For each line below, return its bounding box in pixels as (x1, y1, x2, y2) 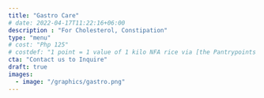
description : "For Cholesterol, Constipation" (8, 26, 168, 34)
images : (8, 70, 34, 78)
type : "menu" (8, 33, 51, 42)
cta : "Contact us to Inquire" (8, 56, 108, 64)
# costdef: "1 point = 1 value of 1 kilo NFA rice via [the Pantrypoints (8, 48, 257, 56)
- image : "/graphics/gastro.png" (15, 77, 126, 85)
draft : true (8, 63, 47, 71)
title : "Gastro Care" (8, 11, 80, 20)
